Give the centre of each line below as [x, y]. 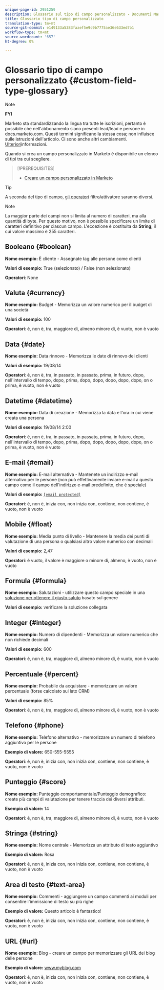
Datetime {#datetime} [39, 401]
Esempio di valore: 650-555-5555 [40, 752]
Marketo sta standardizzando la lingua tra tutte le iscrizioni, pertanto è [75, 123]
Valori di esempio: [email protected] [43, 494]
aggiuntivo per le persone [31, 742]
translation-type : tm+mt [30, 23]
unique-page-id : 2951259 [30, 10]
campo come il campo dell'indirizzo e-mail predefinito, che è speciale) [76, 485]
